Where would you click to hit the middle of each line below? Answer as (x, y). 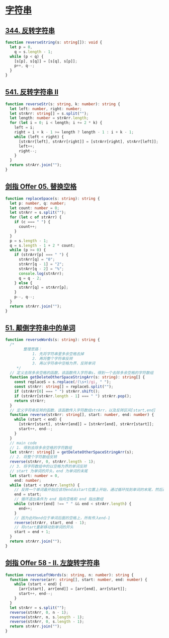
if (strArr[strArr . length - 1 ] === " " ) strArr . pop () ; (73, 396)
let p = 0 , (21, 47)
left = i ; (25, 127)
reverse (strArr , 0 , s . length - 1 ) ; (47, 622)
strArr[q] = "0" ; (37, 260)
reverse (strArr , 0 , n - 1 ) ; (39, 612)
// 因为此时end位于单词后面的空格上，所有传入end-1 (62, 518)
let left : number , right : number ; (46, 109)
